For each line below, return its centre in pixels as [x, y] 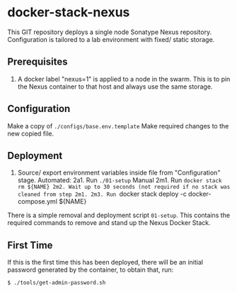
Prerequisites [37, 62]
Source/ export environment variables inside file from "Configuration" [119, 173]
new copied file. [31, 133]
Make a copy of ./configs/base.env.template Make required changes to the [118, 126]
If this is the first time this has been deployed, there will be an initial [105, 262]
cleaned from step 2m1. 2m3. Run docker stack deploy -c [102, 194]
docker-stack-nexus [69, 12]
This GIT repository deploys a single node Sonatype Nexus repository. [110, 32]
